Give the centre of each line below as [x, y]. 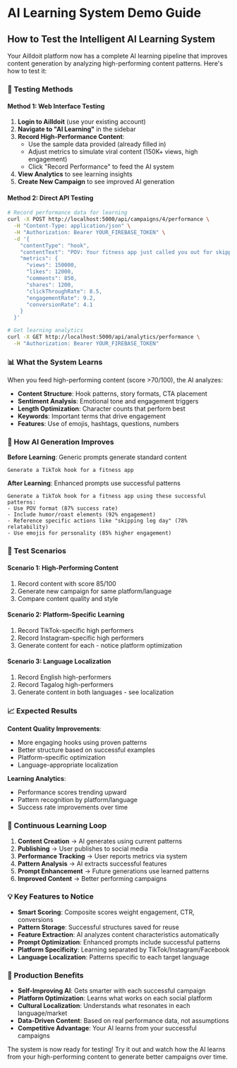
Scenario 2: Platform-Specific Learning [66, 614]
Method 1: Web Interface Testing [56, 106]
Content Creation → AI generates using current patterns [99, 841]
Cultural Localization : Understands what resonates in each [104, 1006]
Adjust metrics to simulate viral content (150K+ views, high [113, 152]
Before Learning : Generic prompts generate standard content [97, 457]
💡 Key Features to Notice [50, 897]
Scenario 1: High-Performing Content [63, 568]
